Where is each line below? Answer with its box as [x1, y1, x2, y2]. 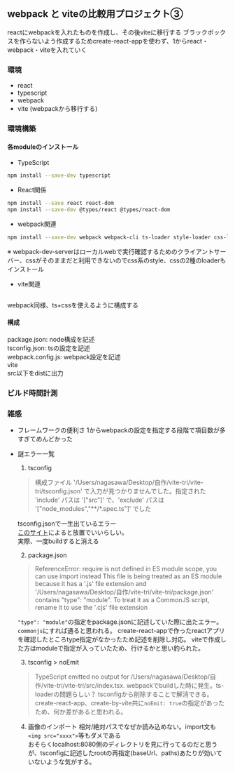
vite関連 [17, 279, 41, 288]
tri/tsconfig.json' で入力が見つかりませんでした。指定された [34, 487, 206, 495]
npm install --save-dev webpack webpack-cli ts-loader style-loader [7, 234, 211, 241]
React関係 [17, 186, 47, 194]
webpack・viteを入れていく [7, 46, 87, 54]
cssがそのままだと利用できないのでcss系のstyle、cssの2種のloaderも [25, 256, 227, 265]
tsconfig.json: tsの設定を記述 [7, 344, 90, 352]
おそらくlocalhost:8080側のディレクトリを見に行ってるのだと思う [27, 740, 218, 749]
